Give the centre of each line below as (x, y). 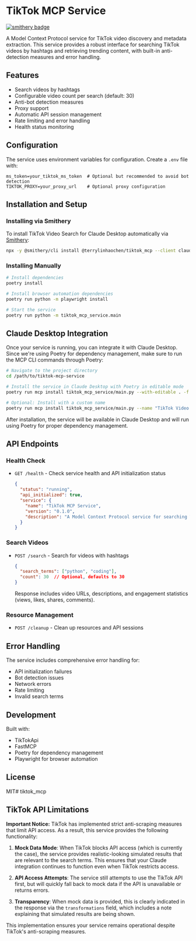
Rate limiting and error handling (52, 121)
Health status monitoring (44, 126)
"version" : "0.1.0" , (50, 511)
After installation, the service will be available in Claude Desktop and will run (98, 419)
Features (22, 75)
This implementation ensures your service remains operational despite (91, 925)
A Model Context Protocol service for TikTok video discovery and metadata (96, 38)
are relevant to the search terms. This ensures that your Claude (90, 860)
